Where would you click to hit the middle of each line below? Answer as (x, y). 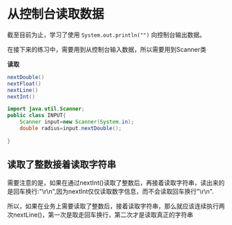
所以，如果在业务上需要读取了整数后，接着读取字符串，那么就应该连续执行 (113, 206)
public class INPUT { (37, 116)
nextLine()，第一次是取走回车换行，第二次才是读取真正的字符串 (103, 215)
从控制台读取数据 (56, 14)
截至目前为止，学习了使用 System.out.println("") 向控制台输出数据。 (106, 35)
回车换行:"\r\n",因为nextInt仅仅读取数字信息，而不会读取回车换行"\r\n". (113, 191)
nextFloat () (24, 84)
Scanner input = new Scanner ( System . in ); (77, 122)
